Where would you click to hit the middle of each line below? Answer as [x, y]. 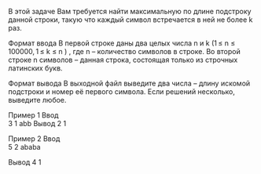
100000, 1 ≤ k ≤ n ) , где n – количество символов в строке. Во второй [125, 51]
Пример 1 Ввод [33, 115]
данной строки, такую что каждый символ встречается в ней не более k [130, 20]
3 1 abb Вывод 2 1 [37, 123]
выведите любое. [37, 100]
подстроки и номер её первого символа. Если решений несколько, [122, 92]
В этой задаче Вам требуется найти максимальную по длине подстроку [130, 11]
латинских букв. [35, 68]
